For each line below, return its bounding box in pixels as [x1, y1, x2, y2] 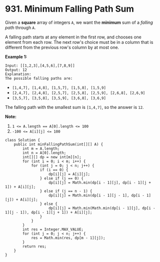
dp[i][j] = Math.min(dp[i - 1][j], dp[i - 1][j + [48, 180, 151, 185]
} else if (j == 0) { [39, 176, 84, 181]
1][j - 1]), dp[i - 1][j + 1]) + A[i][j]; [5, 210, 92, 215]
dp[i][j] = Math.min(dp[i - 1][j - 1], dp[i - [48, 193, 145, 198]
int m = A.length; [22, 146, 60, 151]
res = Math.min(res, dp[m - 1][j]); [31, 235, 106, 240]
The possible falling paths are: [5, 76, 73, 81]
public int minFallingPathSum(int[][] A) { [14, 142, 104, 147]
